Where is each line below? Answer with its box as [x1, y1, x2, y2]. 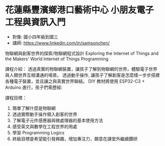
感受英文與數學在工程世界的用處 [12, 123, 77, 129]
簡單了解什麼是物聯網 [12, 105, 56, 111]
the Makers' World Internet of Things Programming [5, 56, 109, 62]
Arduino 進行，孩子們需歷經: [5, 84, 63, 90]
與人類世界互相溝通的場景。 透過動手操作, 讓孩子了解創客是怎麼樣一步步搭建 [5, 72, 160, 78]
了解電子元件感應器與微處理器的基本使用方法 [12, 117, 103, 123]
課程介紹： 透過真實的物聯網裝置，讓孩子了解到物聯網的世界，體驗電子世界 [5, 66, 158, 72]
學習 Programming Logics [12, 129, 65, 135]
